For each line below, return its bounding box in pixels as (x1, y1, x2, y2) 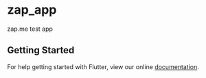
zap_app (7, 2, 57, 18)
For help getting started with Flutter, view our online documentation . (7, 62, 199, 70)
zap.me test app (7, 25, 54, 33)
